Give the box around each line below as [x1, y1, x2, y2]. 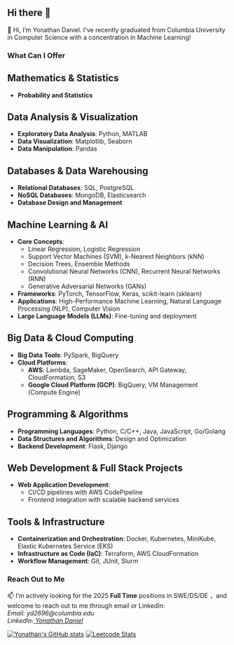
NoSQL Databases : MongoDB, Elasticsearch [17, 191, 146, 200]
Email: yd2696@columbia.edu [7, 609, 95, 617]
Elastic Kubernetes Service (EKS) [17, 542, 113, 550]
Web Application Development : [17, 481, 111, 489]
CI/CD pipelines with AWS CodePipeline [27, 488, 143, 496]
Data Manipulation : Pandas [17, 144, 97, 153]
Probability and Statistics [17, 90, 93, 99]
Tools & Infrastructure [7, 516, 105, 528]
